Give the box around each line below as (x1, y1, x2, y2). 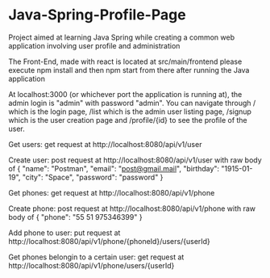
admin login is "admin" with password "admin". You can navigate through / (8, 98, 256, 107)
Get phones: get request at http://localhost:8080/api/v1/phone (8, 187, 215, 197)
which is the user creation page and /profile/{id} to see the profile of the (8, 115, 247, 124)
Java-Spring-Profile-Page (8, 6, 187, 24)
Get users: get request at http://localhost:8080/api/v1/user (8, 139, 202, 149)
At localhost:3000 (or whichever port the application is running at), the (8, 89, 243, 99)
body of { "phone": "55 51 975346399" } (8, 212, 143, 221)
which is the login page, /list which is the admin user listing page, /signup (8, 107, 252, 116)
